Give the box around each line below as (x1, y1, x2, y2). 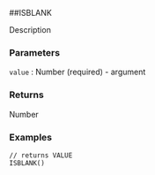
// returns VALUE (9, 150, 73, 160)
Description (9, 25, 51, 34)
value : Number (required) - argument (9, 66, 146, 78)
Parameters (9, 46, 60, 58)
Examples (9, 131, 53, 143)
